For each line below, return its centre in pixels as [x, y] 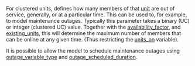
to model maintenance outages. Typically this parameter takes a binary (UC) [98, 21]
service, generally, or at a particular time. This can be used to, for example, [97, 15]
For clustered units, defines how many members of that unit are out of [90, 8]
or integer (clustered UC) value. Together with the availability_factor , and [93, 27]
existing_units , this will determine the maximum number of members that [94, 33]
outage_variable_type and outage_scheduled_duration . [72, 57]
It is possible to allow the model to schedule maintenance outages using [93, 51]
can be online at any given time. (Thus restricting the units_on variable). [93, 39]
